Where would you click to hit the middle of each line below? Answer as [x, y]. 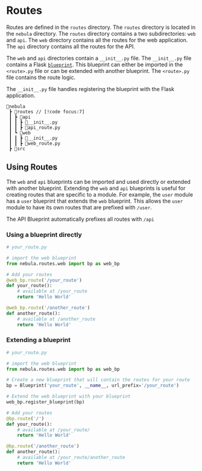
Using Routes [32, 167]
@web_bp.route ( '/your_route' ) [44, 280]
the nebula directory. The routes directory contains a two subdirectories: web [101, 33]
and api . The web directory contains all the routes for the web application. [97, 40]
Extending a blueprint [39, 340]
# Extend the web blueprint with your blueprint [68, 397]
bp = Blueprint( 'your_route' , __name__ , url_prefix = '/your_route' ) [93, 386]
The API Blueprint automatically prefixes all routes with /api [80, 219]
